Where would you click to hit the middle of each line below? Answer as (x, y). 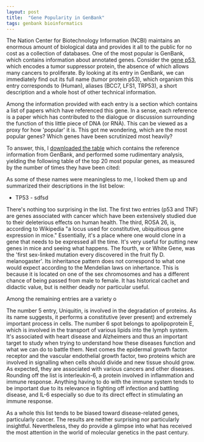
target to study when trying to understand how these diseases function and (101, 343)
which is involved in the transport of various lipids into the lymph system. (98, 330)
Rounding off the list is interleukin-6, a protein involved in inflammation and (100, 376)
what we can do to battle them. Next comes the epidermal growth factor (97, 349)
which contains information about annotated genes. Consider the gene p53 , (101, 60)
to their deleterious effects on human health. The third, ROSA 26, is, (91, 222)
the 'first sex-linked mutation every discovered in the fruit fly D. (86, 255)
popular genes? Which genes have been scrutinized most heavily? (90, 136)
